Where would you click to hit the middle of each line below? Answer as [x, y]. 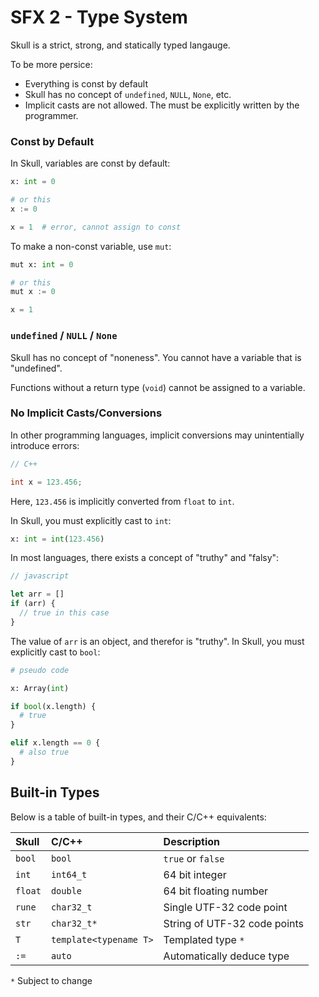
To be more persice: [51, 64]
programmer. [51, 115]
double [66, 890]
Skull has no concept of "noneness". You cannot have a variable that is [156, 357]
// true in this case [64, 613]
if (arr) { [33, 604]
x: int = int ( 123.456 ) [57, 539]
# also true [44, 752]
